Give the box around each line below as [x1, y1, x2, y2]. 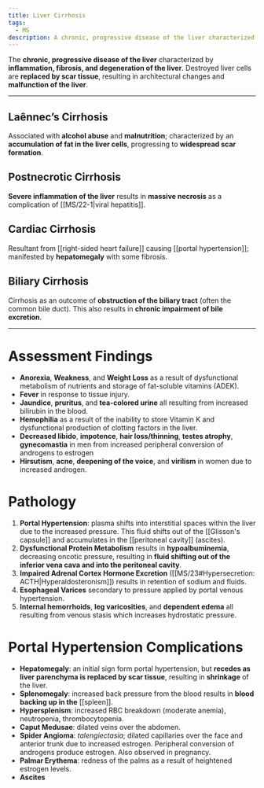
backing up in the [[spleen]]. [19, 698, 114, 707]
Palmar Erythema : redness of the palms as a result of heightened [19, 756, 233, 765]
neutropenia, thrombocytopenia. [19, 714, 124, 724]
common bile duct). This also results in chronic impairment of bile [8, 304, 224, 313]
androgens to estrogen [19, 448, 94, 458]
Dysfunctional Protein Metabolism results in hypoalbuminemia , [19, 543, 229, 553]
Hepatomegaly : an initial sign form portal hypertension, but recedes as [19, 664, 251, 673]
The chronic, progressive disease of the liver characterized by [8, 55, 214, 64]
